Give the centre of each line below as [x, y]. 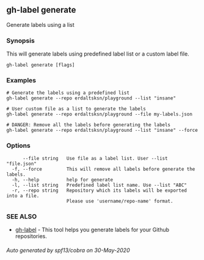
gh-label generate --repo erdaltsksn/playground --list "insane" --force [102, 131]
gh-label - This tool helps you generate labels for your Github [92, 229]
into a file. [23, 196]
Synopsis [20, 40]
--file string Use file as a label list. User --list [95, 158]
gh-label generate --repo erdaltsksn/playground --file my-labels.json [99, 114]
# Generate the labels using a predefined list [68, 93]
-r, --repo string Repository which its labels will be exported [100, 190]
